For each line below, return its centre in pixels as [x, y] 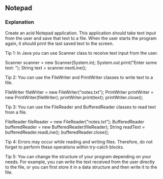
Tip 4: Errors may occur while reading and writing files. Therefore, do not [79, 142]
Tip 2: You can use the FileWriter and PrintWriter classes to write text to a [79, 77]
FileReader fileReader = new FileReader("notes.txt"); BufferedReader [75, 122]
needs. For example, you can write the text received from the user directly [80, 162]
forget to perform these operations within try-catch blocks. [65, 147]
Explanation [20, 22]
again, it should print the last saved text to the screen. [59, 43]
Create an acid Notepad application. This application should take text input [81, 33]
